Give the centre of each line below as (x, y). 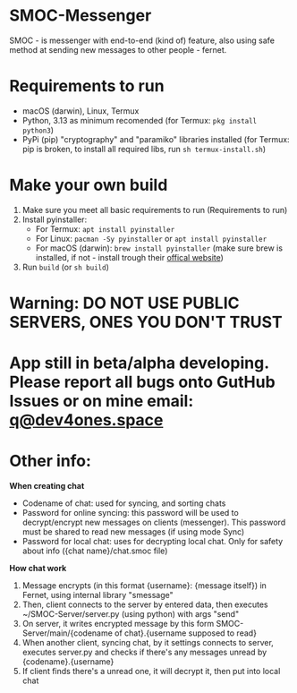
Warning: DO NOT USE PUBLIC (124, 303)
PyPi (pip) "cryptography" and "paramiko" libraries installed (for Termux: (156, 139)
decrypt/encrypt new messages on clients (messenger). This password (154, 522)
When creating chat (47, 486)
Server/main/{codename (68, 633)
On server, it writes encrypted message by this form (118, 624)
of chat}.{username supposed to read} (186, 633)
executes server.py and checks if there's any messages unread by (144, 652)
